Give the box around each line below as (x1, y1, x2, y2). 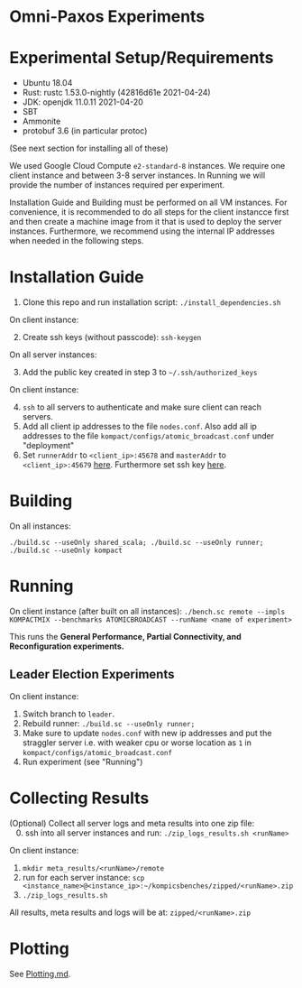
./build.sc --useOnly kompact (9, 546, 124, 555)
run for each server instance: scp (22, 872, 145, 882)
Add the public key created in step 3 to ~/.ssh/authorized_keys (22, 367, 258, 378)
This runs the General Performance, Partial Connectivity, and (9, 631, 242, 642)
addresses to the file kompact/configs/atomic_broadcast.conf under (22, 430, 275, 441)
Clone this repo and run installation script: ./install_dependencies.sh (22, 297, 281, 308)
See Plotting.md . (9, 968, 71, 979)
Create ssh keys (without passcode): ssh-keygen (22, 332, 202, 343)
